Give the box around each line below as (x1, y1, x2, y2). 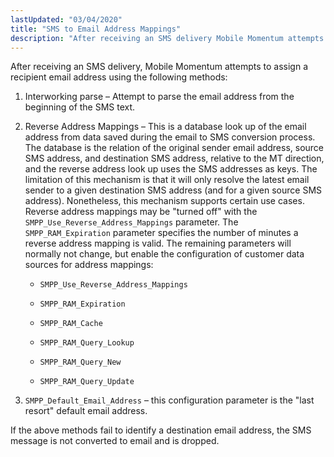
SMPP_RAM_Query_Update (39, 377, 135, 387)
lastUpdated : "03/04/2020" (10, 14, 123, 25)
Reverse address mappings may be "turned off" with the (24, 206, 258, 218)
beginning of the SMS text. (24, 101, 136, 113)
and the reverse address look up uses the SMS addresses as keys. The (24, 163, 318, 175)
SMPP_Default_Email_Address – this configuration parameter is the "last (24, 394, 315, 406)
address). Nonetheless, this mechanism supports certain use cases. (24, 195, 305, 207)
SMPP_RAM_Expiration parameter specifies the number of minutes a (24, 227, 299, 239)
